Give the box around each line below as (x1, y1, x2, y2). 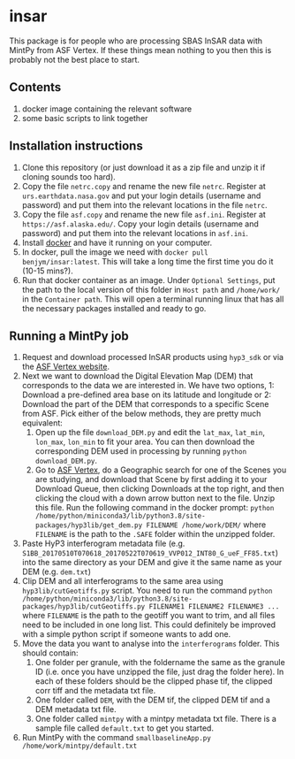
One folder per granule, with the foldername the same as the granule (34, 657, 285, 668)
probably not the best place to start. (9, 54, 140, 65)
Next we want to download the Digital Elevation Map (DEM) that (21, 371, 253, 381)
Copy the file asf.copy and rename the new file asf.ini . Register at (21, 209, 267, 219)
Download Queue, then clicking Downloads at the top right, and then (34, 484, 284, 494)
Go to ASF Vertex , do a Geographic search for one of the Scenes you (34, 464, 287, 475)
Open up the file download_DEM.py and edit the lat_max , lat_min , (34, 427, 265, 438)
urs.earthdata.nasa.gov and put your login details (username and (21, 190, 261, 201)
